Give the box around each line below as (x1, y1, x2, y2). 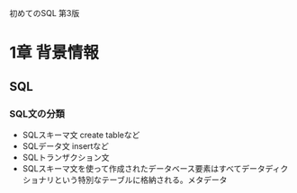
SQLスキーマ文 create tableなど (22, 129, 140, 140)
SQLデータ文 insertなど (22, 140, 110, 151)
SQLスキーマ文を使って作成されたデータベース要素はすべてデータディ (22, 162, 281, 173)
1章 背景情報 (9, 43, 99, 63)
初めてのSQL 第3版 (9, 8, 80, 18)
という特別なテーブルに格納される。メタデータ (53, 174, 228, 185)
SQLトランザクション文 (22, 152, 110, 162)
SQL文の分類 (9, 107, 66, 119)
